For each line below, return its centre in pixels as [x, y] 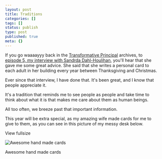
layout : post [18, 9]
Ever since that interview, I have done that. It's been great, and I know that [80, 80]
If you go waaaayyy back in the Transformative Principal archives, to [74, 55]
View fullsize [18, 133]
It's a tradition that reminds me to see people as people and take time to [77, 94]
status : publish [21, 28]
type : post [16, 32]
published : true [21, 37]
